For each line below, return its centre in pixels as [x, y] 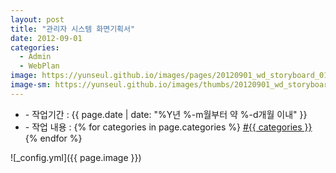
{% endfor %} [53, 138]
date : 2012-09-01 [46, 38]
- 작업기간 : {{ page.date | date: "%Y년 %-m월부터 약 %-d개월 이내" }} [166, 114]
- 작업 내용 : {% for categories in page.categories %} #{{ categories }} [168, 127]
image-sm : [31, 85]
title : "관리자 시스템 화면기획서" [73, 29]
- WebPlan [39, 66]
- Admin [35, 57]
